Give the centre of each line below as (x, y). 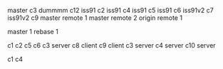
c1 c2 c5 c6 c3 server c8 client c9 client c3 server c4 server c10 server (111, 45)
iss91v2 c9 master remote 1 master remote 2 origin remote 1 (95, 18)
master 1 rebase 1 (33, 32)
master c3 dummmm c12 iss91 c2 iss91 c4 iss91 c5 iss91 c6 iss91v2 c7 (110, 10)
